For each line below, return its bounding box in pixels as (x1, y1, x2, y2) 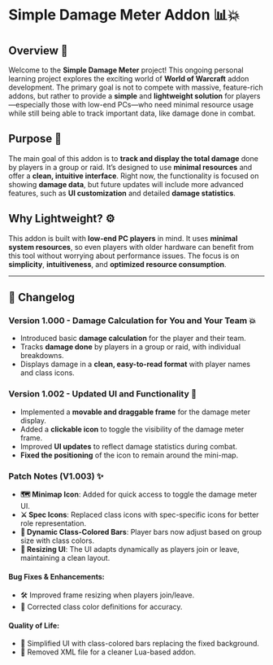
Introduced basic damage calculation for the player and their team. (19, 334, 246, 343)
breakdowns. (19, 351, 64, 361)
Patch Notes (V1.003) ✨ (8, 470, 104, 482)
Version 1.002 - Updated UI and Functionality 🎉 (8, 388, 197, 400)
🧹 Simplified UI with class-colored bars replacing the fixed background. (19, 639, 260, 649)
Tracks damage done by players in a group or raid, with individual (19, 342, 241, 352)
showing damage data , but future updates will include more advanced (8, 179, 244, 189)
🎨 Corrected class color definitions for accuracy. (19, 602, 183, 612)
